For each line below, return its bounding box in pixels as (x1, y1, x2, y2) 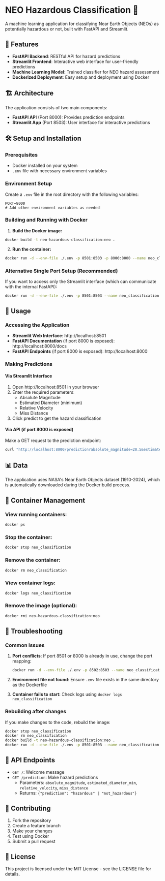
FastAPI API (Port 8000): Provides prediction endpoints (12, 114, 125, 120)
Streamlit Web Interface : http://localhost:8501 (12, 333, 107, 339)
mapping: (12, 658, 32, 664)
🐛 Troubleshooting (5, 627, 63, 635)
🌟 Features (5, 40, 39, 49)
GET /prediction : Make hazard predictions (12, 774, 98, 780)
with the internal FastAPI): (5, 283, 57, 289)
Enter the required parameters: (12, 389, 75, 395)
